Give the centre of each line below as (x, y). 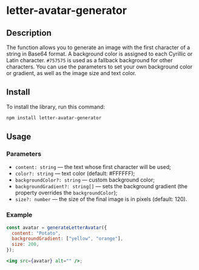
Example (19, 215)
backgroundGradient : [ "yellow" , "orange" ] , (67, 239)
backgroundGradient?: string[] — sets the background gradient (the (101, 186)
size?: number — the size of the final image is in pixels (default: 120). (101, 199)
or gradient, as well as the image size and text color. (71, 73)
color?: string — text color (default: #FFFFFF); (75, 174)
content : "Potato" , (36, 233)
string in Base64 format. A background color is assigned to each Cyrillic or (99, 54)
